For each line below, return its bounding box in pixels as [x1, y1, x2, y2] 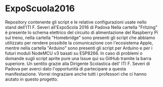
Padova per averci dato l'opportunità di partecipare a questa [5, 65, 126, 71]
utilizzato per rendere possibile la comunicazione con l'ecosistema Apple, [5, 40, 153, 45]
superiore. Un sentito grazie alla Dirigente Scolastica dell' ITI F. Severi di [5, 61, 150, 66]
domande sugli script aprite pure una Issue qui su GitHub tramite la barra [5, 55, 151, 61]
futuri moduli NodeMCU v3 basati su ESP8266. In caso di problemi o [5, 50, 143, 56]
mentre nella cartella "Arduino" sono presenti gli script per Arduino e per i [5, 45, 153, 51]
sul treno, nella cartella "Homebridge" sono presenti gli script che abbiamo [5, 35, 155, 41]
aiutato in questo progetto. [5, 76, 59, 82]
